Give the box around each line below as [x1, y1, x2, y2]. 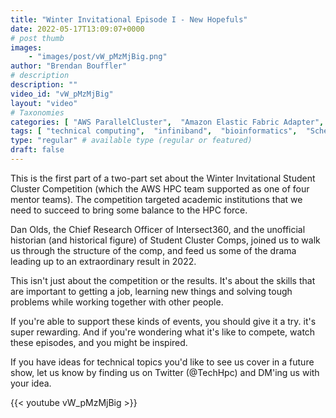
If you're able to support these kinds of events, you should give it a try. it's [10, 315, 317, 327]
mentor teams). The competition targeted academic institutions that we [10, 193, 303, 205]
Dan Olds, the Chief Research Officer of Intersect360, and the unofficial [10, 223, 306, 235]
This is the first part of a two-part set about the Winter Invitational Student [10, 172, 316, 184]
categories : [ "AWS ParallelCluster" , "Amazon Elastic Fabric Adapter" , [10, 117, 325, 127]
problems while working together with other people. [10, 296, 224, 308]
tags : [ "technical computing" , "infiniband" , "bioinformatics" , [10, 126, 298, 136]
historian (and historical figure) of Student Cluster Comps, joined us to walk [10, 234, 321, 246]
